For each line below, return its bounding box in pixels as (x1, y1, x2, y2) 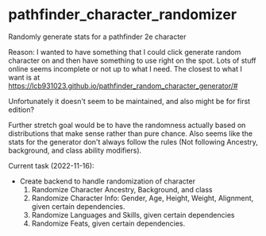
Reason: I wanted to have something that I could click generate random (8, 47, 241, 56)
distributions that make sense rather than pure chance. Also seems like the (8, 129, 253, 138)
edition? (8, 105, 34, 114)
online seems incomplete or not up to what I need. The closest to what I (8, 64, 242, 73)
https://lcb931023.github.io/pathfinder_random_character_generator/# (8, 81, 238, 91)
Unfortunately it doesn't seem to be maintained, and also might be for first (8, 96, 251, 106)
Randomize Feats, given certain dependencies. (31, 219, 186, 228)
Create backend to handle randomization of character (19, 176, 196, 186)
